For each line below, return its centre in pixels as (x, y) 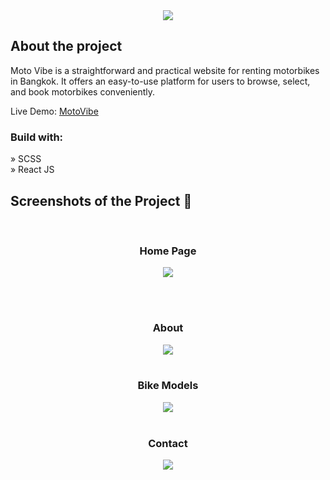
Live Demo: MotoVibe (54, 111)
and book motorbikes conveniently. (83, 91)
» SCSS (26, 159)
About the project (66, 46)
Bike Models (168, 386)
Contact (168, 443)
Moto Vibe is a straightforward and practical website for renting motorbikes (165, 70)
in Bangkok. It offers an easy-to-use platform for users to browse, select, (160, 81)
